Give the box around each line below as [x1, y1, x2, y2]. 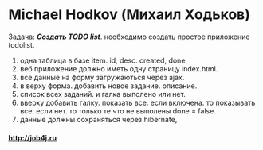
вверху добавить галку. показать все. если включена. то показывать [19, 98, 256, 107]
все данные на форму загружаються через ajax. [19, 72, 185, 82]
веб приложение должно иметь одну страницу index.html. [19, 63, 218, 73]
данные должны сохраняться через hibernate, [19, 114, 178, 124]
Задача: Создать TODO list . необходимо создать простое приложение [8, 32, 250, 41]
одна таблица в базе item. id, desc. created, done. [19, 56, 188, 65]
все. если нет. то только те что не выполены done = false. [19, 106, 217, 116]
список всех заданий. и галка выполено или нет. [19, 89, 186, 98]
